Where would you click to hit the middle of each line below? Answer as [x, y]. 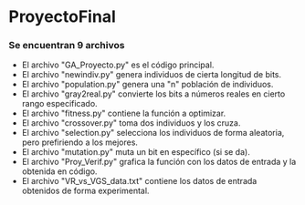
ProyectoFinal [62, 17]
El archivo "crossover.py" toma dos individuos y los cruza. [131, 123]
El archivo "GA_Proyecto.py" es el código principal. [118, 65]
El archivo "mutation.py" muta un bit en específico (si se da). [136, 152]
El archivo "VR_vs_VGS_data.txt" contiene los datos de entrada [139, 181]
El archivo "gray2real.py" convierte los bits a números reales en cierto [153, 94]
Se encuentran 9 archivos [67, 46]
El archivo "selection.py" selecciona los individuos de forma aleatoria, [153, 133]
